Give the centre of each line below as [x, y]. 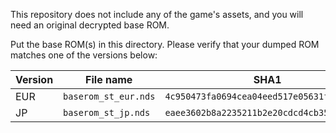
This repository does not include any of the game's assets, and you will [157, 14]
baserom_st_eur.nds [109, 96]
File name [109, 79]
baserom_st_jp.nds [107, 112]
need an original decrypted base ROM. [90, 25]
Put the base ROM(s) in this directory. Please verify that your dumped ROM [165, 44]
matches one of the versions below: [84, 55]
